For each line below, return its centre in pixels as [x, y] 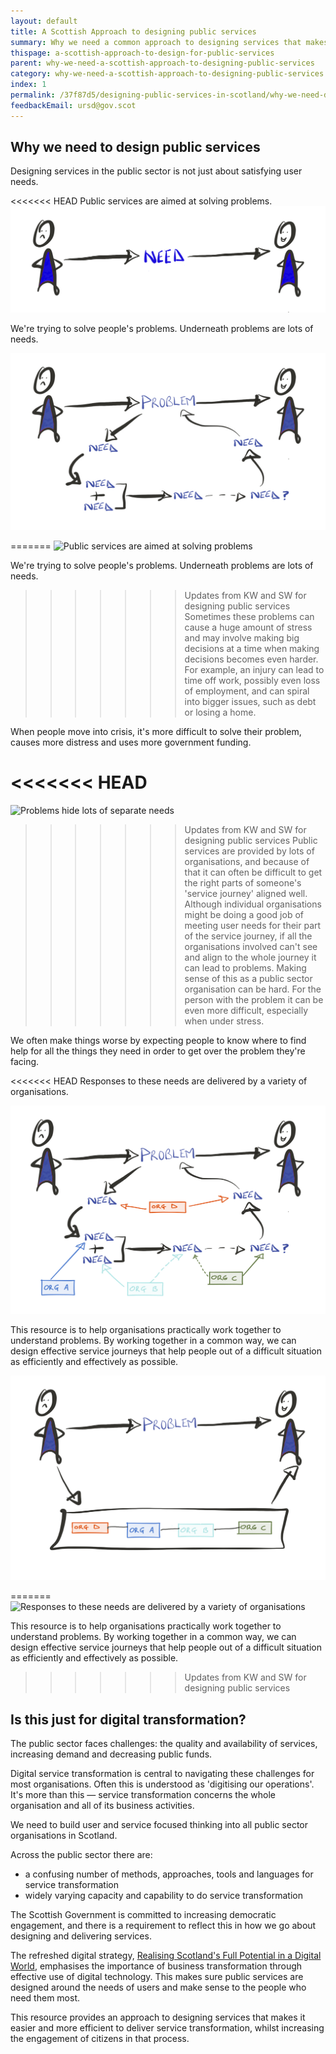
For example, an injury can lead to [254, 669]
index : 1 [28, 85]
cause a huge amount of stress [248, 627]
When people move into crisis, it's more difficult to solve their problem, [156, 731]
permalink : [33, 95]
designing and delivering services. [81, 1936]
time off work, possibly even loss [252, 680]
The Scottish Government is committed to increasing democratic [143, 1914]
